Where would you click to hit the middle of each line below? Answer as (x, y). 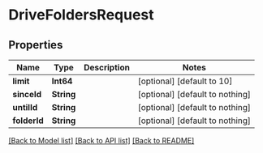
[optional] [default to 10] (185, 81)
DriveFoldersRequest (81, 15)
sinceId (27, 94)
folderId (28, 121)
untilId (25, 107)
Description (107, 68)
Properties (36, 45)
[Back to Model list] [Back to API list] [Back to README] (101, 140)
